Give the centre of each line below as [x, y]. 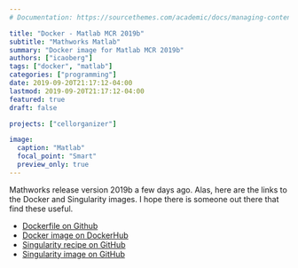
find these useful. [41, 209]
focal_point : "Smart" [57, 156]
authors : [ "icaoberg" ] [51, 59]
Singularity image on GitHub [74, 254]
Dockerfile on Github [60, 225]
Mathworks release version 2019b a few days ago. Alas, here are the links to [149, 189]
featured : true [37, 99]
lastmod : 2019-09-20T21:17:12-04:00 [77, 91]
